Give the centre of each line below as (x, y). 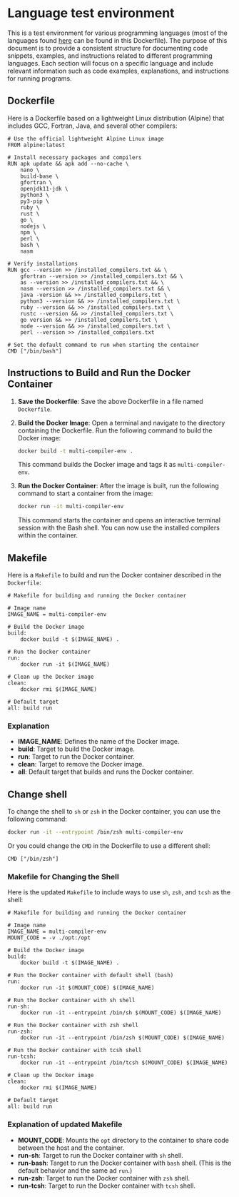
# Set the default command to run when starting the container (103, 345)
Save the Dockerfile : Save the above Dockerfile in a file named (110, 401)
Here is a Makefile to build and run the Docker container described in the (115, 575)
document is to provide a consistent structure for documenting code (108, 48)
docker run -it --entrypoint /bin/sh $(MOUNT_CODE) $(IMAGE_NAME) (121, 1013)
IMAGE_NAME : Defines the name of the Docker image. (98, 742)
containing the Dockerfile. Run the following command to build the (115, 430)
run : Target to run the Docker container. (76, 757)
